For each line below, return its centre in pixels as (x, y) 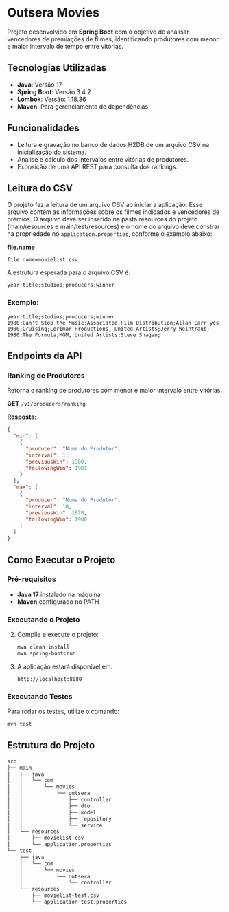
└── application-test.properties (80, 902)
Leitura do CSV (40, 188)
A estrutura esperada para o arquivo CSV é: (69, 272)
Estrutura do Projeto (51, 745)
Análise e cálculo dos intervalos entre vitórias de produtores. (103, 159)
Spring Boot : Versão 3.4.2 (54, 91)
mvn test (20, 724)
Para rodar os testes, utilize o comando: (63, 712)
